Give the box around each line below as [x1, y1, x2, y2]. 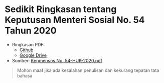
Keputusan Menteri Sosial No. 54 [5, 14, 145, 26]
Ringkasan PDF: [12, 41, 45, 47]
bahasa [17, 72, 33, 78]
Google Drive [19, 52, 47, 58]
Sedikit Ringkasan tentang [5, 4, 117, 15]
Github [19, 47, 34, 53]
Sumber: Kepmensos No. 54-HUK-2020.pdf [12, 57, 102, 63]
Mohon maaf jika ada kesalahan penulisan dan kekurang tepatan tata [17, 67, 159, 73]
